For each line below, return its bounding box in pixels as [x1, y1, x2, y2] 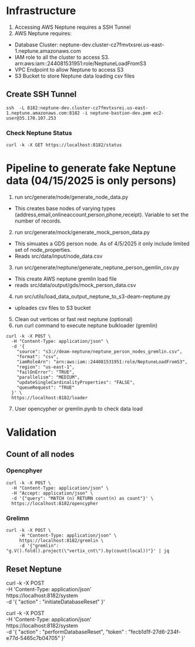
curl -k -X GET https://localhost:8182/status [6, 142, 122, 148]
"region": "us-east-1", [16, 364, 75, 370]
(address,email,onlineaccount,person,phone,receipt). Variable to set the [14, 211, 189, 218]
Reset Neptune [6, 564, 62, 574]
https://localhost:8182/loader [11, 395, 88, 400]
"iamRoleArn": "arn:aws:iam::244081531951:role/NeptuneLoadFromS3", [16, 359, 188, 365]
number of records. [14, 217, 62, 224]
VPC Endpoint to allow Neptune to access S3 [14, 66, 124, 73]
